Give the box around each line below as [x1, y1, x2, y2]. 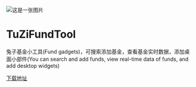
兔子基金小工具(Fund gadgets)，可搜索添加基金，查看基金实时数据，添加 [6, 48, 185, 55]
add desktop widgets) [6, 62, 60, 69]
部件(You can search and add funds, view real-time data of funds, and [16, 55, 189, 63]
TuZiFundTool [6, 27, 76, 41]
